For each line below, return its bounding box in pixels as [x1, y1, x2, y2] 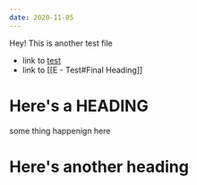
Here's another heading [9, 156, 190, 177]
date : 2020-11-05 [9, 13, 74, 22]
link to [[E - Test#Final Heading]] [21, 64, 143, 75]
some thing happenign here [9, 125, 111, 136]
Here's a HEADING [9, 96, 150, 116]
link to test [21, 55, 61, 65]
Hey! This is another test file [9, 38, 114, 48]
